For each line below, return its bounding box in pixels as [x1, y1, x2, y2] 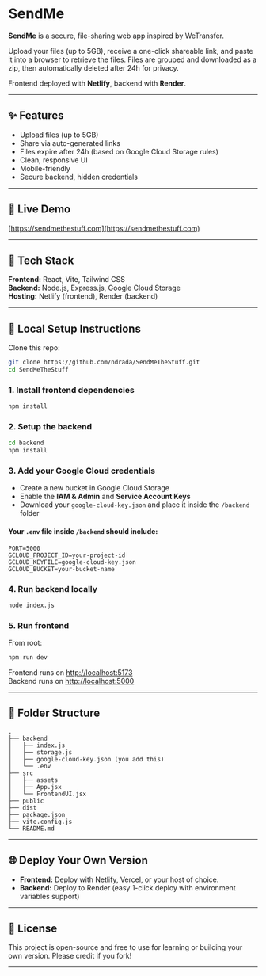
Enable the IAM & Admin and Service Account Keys [19, 492, 192, 501]
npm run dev [8, 654, 47, 661]
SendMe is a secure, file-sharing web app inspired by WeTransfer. [8, 31, 224, 40]
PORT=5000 [8, 544, 41, 552]
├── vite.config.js [8, 818, 73, 825]
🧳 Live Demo [8, 203, 71, 216]
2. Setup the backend [8, 421, 93, 433]
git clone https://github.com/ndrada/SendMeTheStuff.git [8, 358, 200, 367]
